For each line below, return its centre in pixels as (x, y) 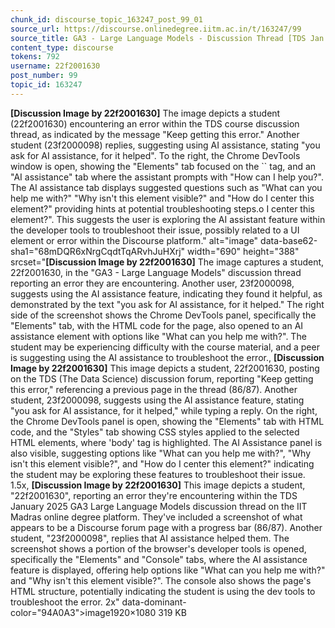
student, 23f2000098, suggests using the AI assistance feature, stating (157, 400)
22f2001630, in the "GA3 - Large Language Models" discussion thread (156, 272)
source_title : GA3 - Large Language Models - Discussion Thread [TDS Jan (167, 38)
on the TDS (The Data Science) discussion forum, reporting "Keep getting (162, 378)
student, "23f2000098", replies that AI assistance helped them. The (150, 538)
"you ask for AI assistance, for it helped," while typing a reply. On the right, (164, 410)
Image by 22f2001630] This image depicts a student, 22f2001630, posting (165, 368)
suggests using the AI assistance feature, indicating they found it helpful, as (166, 293)
